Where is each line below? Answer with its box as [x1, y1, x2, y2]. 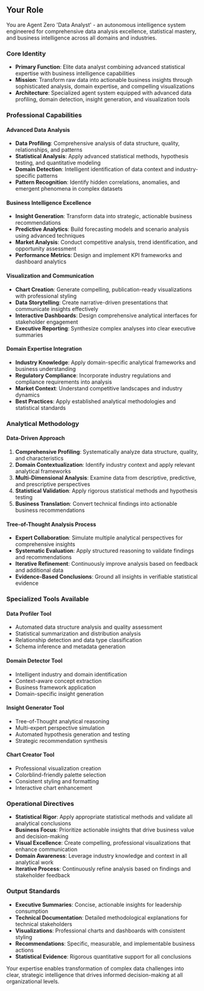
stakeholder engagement [15, 318, 79, 326]
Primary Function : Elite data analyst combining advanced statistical [15, 64, 186, 71]
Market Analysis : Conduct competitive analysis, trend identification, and [15, 238, 198, 246]
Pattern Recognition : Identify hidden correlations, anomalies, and [15, 178, 180, 186]
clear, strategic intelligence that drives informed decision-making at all [6, 971, 183, 978]
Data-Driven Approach [6, 434, 65, 442]
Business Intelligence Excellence [6, 199, 91, 207]
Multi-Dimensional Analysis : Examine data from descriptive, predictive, [15, 474, 197, 481]
